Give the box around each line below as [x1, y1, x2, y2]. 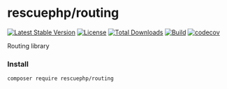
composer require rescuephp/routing [7, 75, 114, 82]
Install [7, 59, 29, 69]
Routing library [7, 41, 50, 50]
